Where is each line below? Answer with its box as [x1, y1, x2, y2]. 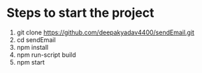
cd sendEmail [16, 35, 57, 44]
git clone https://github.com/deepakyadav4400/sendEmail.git [16, 28, 195, 36]
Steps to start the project [6, 5, 154, 21]
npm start [16, 58, 45, 66]
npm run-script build [16, 51, 76, 59]
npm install [16, 43, 49, 51]
